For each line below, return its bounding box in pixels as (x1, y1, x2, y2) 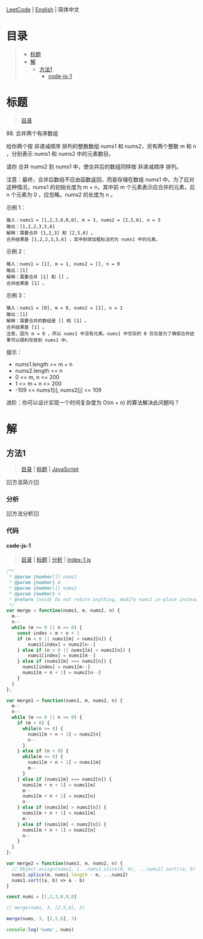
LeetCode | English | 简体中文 (6, 6, 80, 13)
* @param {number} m (8, 580, 61, 586)
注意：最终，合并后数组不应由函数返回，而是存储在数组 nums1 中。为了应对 (6, 176, 195, 183)
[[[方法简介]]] (6, 478, 39, 485)
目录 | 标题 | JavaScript (21, 465, 79, 473)
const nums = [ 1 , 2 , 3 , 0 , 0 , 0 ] (6, 894, 77, 900)
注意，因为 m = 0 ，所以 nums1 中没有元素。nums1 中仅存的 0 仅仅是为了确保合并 (6, 330, 190, 337)
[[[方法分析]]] (6, 510, 39, 517)
